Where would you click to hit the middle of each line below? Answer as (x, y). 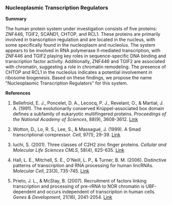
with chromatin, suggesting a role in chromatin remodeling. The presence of (86, 67)
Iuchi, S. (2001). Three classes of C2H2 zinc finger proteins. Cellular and (90, 145)
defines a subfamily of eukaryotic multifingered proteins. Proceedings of (89, 114)
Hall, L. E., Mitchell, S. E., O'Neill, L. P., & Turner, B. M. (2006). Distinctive (90, 160)
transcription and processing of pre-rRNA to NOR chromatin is (79, 187)
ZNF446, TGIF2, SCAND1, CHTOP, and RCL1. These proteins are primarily (83, 34)
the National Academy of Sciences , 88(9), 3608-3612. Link (75, 119)
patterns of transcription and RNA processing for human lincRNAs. (83, 166)
